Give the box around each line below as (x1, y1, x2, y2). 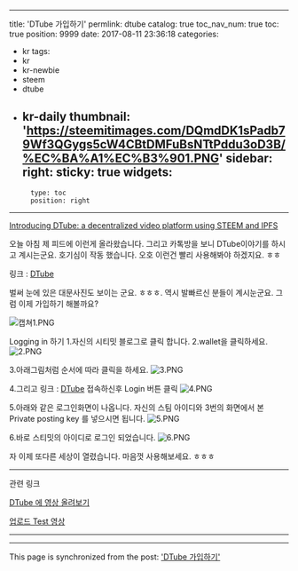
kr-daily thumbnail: (21, 109, 131, 124)
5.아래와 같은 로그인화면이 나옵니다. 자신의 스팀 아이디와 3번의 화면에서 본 (9, 401, 264, 413)
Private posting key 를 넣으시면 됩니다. (9, 413, 146, 424)
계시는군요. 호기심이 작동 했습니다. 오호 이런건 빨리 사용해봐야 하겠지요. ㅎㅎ (18, 250, 281, 260)
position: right (30, 196, 90, 205)
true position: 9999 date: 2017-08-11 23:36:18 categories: (9, 28, 219, 39)
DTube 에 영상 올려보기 (9, 496, 90, 507)
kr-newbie (21, 65, 60, 75)
